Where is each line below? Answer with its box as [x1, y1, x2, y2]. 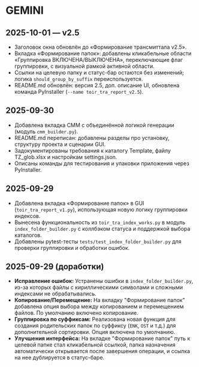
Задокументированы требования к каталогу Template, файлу [14, 147, 171, 154]
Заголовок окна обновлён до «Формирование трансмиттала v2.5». [14, 43, 187, 50]
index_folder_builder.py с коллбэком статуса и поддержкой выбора [14, 225, 191, 232]
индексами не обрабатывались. [14, 290, 97, 297]
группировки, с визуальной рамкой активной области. [14, 62, 155, 70]
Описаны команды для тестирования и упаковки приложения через [14, 160, 189, 167]
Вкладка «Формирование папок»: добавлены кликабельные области [14, 50, 192, 57]
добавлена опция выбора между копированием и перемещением [14, 303, 184, 310]
